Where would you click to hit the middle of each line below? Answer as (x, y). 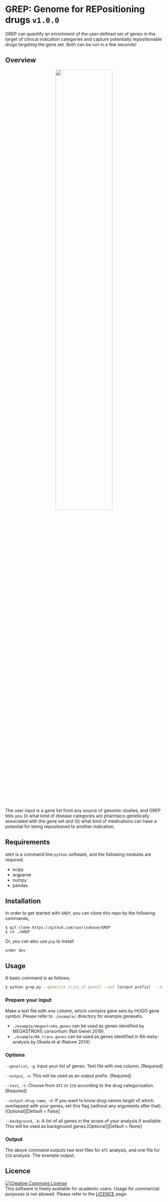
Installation (23, 901)
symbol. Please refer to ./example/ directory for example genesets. (74, 1016)
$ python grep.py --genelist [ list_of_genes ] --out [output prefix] (78, 987)
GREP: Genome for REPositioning (75, 9)
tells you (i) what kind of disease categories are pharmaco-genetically (77, 816)
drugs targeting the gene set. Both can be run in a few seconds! (71, 44)
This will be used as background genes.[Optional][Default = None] (73, 1126)
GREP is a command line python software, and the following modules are (78, 854)
